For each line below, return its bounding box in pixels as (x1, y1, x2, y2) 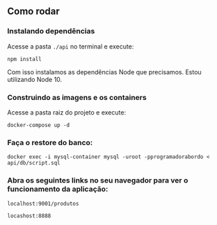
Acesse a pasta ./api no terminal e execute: (7, 42, 134, 51)
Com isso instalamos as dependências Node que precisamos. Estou (7, 67, 202, 76)
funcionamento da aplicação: (7, 184, 108, 194)
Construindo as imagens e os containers (7, 92, 147, 102)
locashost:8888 (7, 212, 51, 219)
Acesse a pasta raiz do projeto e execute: (7, 108, 127, 117)
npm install (7, 56, 42, 62)
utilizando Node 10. (7, 75, 63, 83)
